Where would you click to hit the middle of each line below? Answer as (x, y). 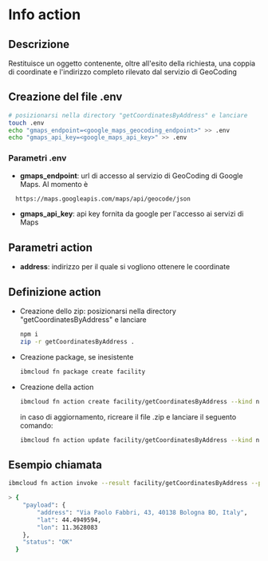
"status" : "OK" (48, 542)
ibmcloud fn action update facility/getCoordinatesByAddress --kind (136, 440)
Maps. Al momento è (54, 184)
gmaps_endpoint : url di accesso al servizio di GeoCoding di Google (131, 175)
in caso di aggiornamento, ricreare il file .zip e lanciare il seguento (128, 416)
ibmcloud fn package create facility (83, 372)
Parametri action (51, 247)
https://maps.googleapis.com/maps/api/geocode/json (103, 199)
